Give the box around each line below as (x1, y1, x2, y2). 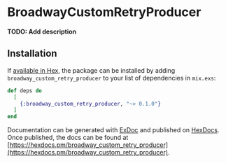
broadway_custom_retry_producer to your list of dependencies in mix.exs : (7, 73, 216, 82)
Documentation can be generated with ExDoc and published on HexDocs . (7, 126, 220, 134)
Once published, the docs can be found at (7, 134, 129, 142)
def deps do (7, 87, 42, 94)
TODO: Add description (7, 27, 77, 36)
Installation (7, 48, 57, 59)
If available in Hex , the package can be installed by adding (7, 66, 176, 74)
